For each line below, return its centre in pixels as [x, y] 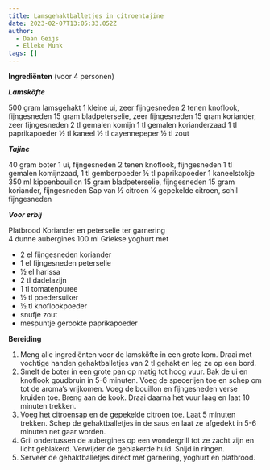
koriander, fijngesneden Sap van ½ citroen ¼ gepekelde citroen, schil [123, 190]
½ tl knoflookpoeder [54, 306]
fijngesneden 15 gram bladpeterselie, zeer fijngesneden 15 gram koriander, [132, 116]
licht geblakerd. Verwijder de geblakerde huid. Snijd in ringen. [122, 449]
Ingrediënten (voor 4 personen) [62, 76]
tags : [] [23, 53]
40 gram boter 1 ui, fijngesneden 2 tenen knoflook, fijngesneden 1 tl [120, 165]
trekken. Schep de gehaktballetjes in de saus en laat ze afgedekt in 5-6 [138, 423]
